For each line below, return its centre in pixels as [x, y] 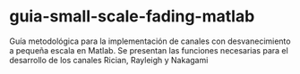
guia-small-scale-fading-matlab [132, 16]
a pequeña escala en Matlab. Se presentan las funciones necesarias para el [149, 50]
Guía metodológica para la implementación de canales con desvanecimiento [150, 41]
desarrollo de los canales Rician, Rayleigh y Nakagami [109, 60]
